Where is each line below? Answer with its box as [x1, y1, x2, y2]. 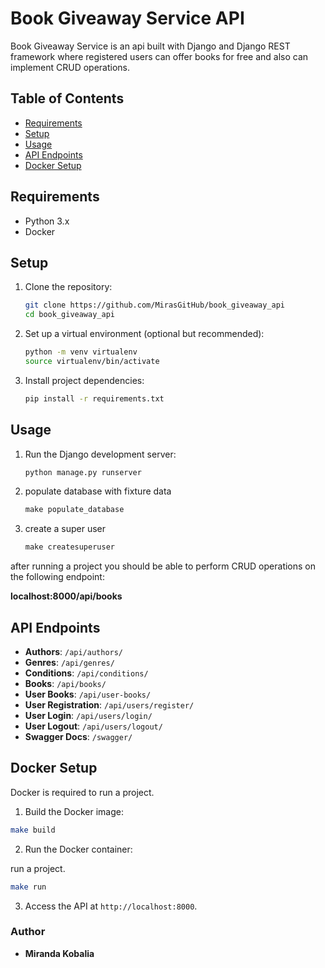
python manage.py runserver [24, 467, 142, 477]
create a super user [24, 523, 107, 535]
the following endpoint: [10, 571, 105, 583]
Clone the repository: [24, 281, 113, 293]
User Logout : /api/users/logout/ [24, 720, 163, 732]
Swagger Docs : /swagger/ [24, 731, 133, 742]
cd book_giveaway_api [24, 310, 115, 320]
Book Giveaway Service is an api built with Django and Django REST [10, 40, 291, 52]
